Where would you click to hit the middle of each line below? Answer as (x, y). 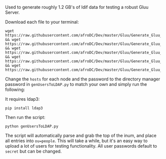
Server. (12, 12)
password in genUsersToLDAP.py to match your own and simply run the (76, 84)
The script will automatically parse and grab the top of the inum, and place (81, 136)
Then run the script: (25, 117)
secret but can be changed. (33, 151)
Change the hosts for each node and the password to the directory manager (83, 79)
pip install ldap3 (24, 108)
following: (15, 89)
